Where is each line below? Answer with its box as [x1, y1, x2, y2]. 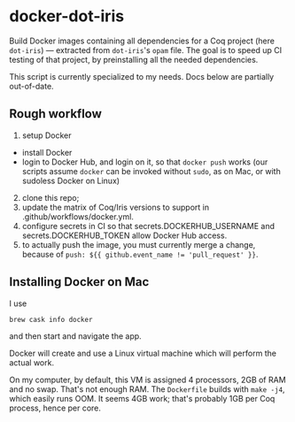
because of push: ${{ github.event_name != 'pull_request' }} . [21, 249, 259, 259]
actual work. [9, 357, 55, 368]
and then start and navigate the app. [9, 330, 142, 341]
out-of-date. [9, 81, 55, 91]
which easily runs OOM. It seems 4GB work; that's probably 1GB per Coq [9, 393, 276, 403]
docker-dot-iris [9, 6, 125, 27]
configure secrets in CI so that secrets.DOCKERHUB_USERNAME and [21, 220, 276, 231]
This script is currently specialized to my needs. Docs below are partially [9, 71, 275, 81]
